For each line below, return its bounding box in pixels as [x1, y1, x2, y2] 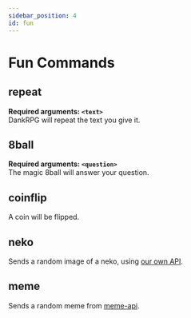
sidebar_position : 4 [8, 11, 78, 20]
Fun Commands [8, 54, 115, 72]
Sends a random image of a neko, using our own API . [8, 256, 184, 266]
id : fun [8, 19, 34, 27]
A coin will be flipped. [8, 213, 80, 222]
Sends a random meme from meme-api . [8, 300, 140, 310]
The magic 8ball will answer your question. [8, 168, 149, 177]
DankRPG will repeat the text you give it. [8, 115, 141, 125]
